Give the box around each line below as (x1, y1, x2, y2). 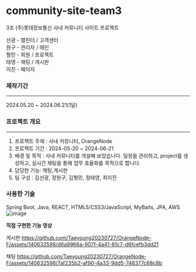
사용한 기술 (6, 190, 36, 198)
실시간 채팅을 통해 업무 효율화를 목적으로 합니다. (32, 159, 141, 166)
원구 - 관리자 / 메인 (6, 44, 50, 51)
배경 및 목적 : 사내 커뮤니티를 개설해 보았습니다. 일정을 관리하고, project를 (14, 152, 183, 159)
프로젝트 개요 (6, 118, 41, 126)
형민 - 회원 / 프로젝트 (6, 51, 54, 58)
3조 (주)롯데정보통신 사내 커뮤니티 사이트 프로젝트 (6, 24, 120, 31)
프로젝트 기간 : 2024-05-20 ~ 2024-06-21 (14, 145, 114, 152)
